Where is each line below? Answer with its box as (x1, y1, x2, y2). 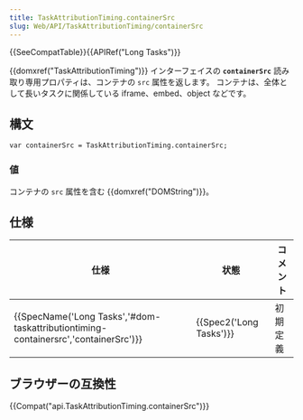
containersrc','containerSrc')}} (14, 333, 142, 346)
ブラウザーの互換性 (9, 376, 116, 391)
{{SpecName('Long (14, 311, 96, 323)
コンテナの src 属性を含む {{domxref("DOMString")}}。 (9, 186, 215, 197)
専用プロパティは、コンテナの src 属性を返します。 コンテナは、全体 (24, 76, 280, 87)
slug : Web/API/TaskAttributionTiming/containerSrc (9, 22, 204, 31)
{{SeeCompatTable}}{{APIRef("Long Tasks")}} (9, 46, 181, 57)
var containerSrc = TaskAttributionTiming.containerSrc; (9, 141, 228, 150)
